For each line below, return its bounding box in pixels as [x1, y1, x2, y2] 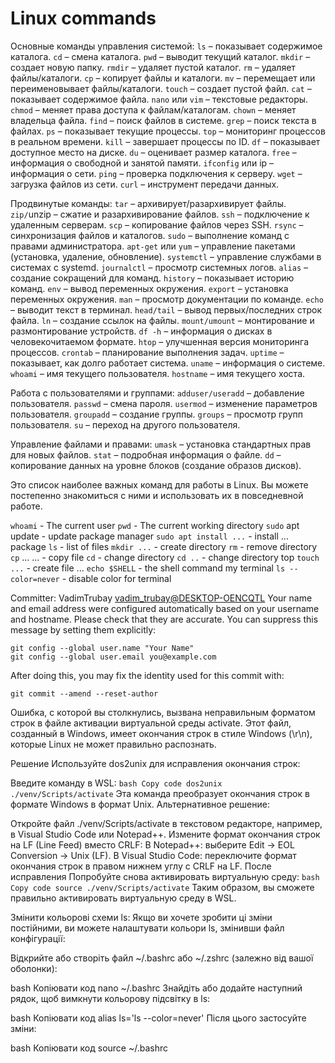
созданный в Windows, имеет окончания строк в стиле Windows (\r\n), [10, 727, 313, 739]
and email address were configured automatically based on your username [10, 602, 320, 614]
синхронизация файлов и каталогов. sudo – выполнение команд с [10, 229, 290, 241]
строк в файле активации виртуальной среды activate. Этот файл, [10, 717, 292, 729]
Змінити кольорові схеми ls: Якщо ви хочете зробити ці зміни [10, 911, 273, 923]
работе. [10, 500, 43, 512]
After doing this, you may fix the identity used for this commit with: [10, 669, 285, 681]
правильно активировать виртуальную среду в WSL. [10, 892, 237, 904]
